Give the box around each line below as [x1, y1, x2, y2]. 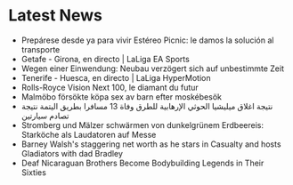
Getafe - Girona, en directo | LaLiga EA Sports [20, 53, 191, 64]
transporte [20, 44, 61, 54]
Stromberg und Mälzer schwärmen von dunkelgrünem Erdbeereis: [20, 119, 265, 130]
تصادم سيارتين [20, 110, 69, 121]
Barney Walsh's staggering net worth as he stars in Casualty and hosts [20, 139, 281, 149]
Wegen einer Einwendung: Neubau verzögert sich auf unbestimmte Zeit [20, 63, 284, 74]
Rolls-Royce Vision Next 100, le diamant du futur [20, 82, 199, 92]
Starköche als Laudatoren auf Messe [20, 129, 157, 140]
